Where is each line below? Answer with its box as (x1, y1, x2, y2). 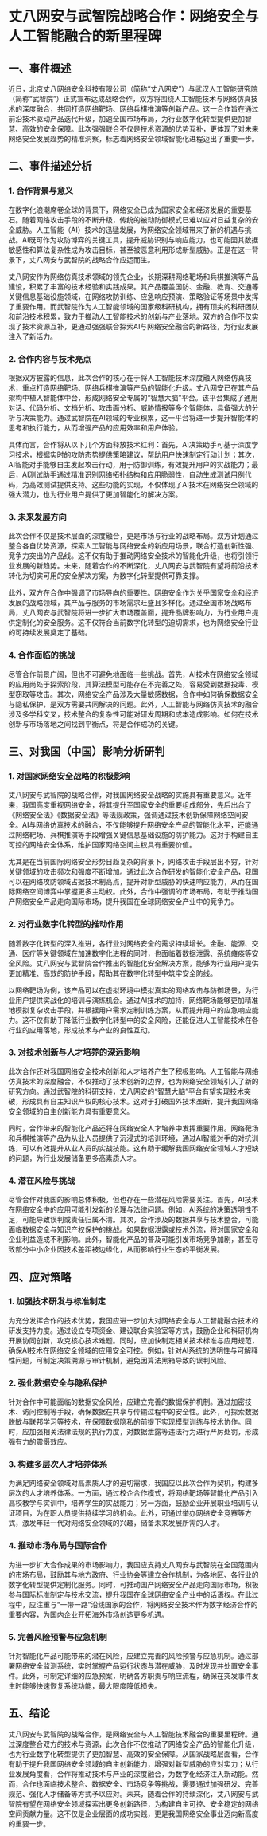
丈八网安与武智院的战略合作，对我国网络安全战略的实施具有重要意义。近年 (8, 790, 252, 800)
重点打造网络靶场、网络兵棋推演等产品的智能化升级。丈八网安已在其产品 (21, 383, 259, 392)
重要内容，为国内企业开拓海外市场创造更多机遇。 (8, 1610, 168, 1619)
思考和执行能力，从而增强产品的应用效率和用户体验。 (8, 423, 183, 432)
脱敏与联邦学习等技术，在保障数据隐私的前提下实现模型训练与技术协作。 (8, 1417, 245, 1427)
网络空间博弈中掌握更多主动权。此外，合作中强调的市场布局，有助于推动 (14, 887, 252, 897)
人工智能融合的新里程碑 (8, 27, 162, 45)
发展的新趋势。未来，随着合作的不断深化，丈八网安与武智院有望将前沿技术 (14, 561, 259, 571)
